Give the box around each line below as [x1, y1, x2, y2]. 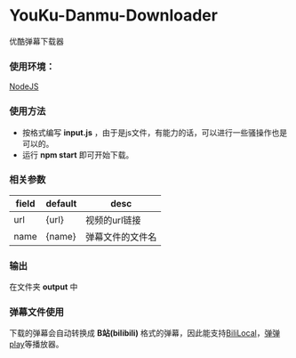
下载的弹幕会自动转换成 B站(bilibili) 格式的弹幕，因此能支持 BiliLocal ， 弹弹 [9, 328, 281, 338]
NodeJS [9, 81, 39, 92]
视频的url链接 [85, 214, 141, 226]
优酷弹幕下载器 [9, 36, 64, 46]
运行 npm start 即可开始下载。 [21, 149, 134, 160]
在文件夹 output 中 [9, 281, 78, 292]
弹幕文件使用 [9, 306, 65, 319]
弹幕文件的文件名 [85, 231, 157, 243]
